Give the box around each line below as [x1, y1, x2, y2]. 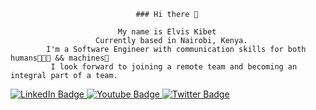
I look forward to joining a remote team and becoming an [50, 62, 298, 72]
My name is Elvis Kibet [117, 27, 217, 37]
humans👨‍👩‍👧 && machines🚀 [10, 53, 110, 63]
